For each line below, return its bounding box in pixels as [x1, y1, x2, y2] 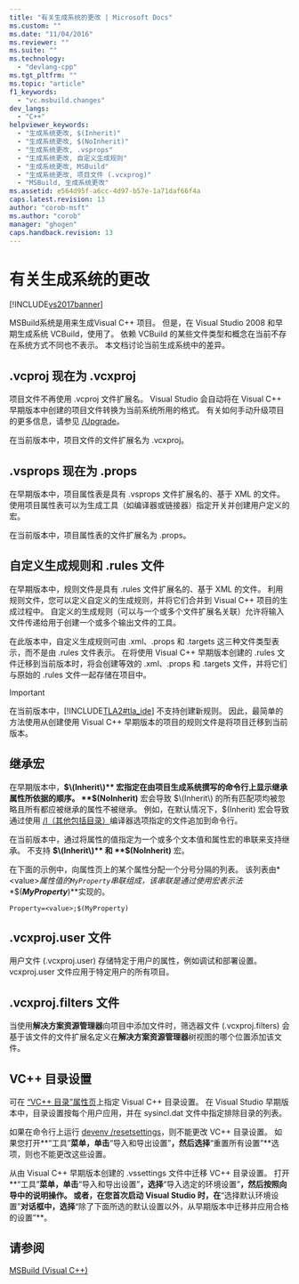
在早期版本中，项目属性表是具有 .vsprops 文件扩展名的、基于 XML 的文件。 [9, 489, 286, 499]
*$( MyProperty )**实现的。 [9, 886, 109, 897]
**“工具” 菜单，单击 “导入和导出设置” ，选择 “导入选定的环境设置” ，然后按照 [9, 1179, 280, 1189]
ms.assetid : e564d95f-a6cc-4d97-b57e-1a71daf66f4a [9, 187, 201, 196]
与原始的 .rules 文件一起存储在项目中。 [9, 669, 151, 680]
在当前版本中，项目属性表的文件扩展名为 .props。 [9, 529, 191, 540]
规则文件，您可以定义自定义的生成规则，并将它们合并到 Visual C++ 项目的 [9, 594, 280, 605]
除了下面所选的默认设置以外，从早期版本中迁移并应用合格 [78, 1201, 289, 1211]
